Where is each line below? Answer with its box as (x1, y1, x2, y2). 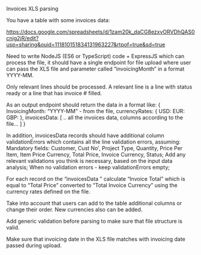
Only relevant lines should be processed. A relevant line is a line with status (6, 83, 193, 90)
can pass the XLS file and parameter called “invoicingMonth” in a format (6, 65, 185, 72)
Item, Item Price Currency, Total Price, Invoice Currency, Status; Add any (6, 151, 186, 158)
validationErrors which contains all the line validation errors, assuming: (6, 138, 181, 145)
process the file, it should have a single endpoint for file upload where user (6, 59, 191, 66)
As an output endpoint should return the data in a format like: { (6, 101, 161, 108)
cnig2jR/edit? (6, 35, 39, 41)
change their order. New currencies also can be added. (6, 206, 143, 213)
